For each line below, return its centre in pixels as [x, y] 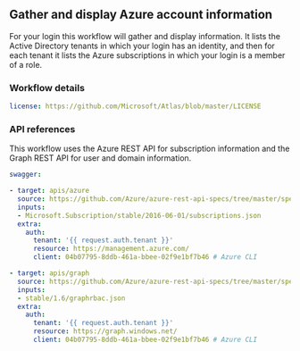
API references [42, 129]
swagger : [25, 175]
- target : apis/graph [50, 273]
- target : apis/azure [50, 191]
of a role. [26, 64]
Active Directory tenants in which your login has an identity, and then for [142, 46]
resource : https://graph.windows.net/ [105, 331]
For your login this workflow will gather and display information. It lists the [145, 36]
